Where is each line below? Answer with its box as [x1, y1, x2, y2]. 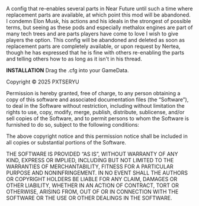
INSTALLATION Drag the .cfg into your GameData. [6, 67, 129, 73]
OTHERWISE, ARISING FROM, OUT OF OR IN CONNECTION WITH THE [6, 188, 179, 195]
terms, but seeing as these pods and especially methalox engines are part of [6, 24, 193, 31]
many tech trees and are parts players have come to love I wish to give [6, 30, 179, 37]
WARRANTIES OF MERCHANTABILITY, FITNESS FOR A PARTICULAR [6, 163, 174, 170]
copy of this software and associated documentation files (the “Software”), [6, 96, 189, 103]
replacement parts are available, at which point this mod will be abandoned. [6, 11, 191, 18]
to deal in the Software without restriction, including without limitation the [6, 102, 185, 109]
